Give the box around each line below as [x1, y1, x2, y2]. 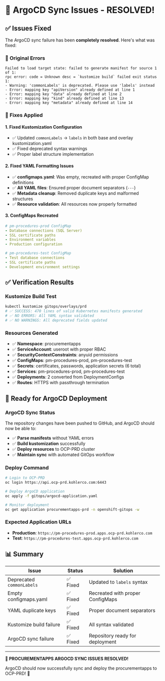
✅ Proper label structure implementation [12, 151, 94, 157]
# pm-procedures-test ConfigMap [5, 251, 71, 256]
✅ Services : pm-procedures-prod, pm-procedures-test [12, 368, 125, 374]
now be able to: [5, 425, 37, 431]
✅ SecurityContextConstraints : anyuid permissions [12, 352, 118, 358]
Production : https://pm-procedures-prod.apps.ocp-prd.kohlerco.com [12, 530, 153, 536]
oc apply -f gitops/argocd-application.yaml [5, 493, 98, 499]
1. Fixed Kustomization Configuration [5, 124, 82, 130]
